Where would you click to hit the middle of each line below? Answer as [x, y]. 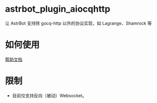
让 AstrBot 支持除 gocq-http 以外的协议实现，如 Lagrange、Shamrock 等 [78, 23]
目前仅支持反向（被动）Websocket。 [49, 95]
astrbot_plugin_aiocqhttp [58, 9]
